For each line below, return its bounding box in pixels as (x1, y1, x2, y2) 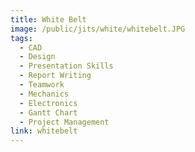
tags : (10, 33, 33, 43)
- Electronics (19, 98, 78, 108)
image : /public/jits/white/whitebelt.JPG (10, 24, 186, 34)
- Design (19, 52, 56, 62)
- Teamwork (19, 80, 65, 90)
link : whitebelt (10, 126, 78, 136)
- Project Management (19, 117, 110, 127)
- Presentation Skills (19, 61, 114, 71)
